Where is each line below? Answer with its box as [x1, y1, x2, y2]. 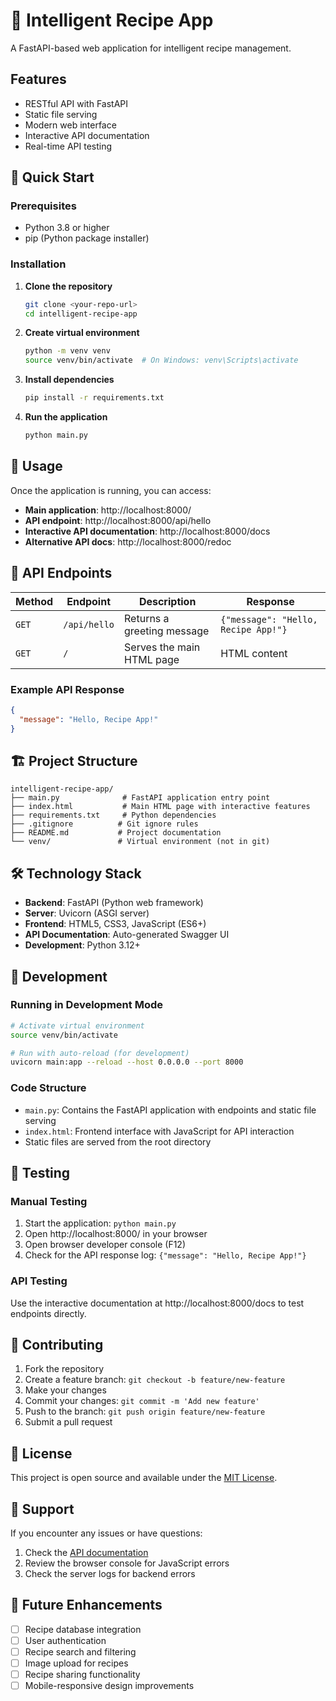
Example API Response [10, 682, 125, 696]
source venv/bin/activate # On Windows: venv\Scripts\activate [24, 355, 299, 366]
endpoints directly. [10, 1307, 87, 1319]
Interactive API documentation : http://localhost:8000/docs [24, 525, 271, 537]
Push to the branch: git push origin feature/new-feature [24, 1405, 266, 1418]
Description [138, 594, 197, 608]
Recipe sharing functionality [24, 1669, 141, 1681]
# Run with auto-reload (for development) [10, 1048, 190, 1058]
